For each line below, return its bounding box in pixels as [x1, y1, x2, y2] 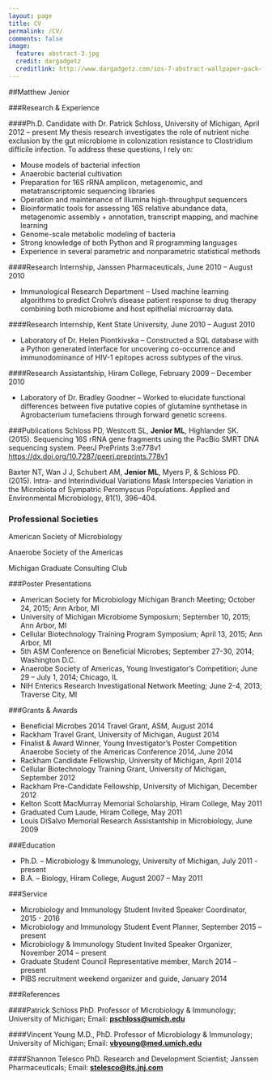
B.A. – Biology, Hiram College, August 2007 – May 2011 [19, 874, 203, 883]
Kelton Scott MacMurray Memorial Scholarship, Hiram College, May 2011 [19, 799, 263, 809]
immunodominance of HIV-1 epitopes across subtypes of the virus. [19, 352, 244, 362]
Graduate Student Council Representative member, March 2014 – [19, 957, 237, 966]
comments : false [8, 34, 63, 43]
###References [8, 990, 61, 1000]
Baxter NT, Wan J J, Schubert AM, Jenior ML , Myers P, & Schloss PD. [8, 467, 240, 477]
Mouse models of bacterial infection [19, 160, 141, 170]
